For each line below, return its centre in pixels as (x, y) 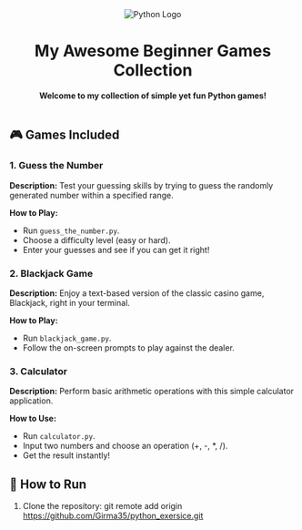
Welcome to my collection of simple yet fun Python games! (153, 96)
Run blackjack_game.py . (67, 338)
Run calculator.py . (59, 436)
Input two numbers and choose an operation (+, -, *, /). (125, 446)
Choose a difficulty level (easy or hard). (96, 240)
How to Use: (33, 419)
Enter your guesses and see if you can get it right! (116, 250)
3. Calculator (39, 371)
